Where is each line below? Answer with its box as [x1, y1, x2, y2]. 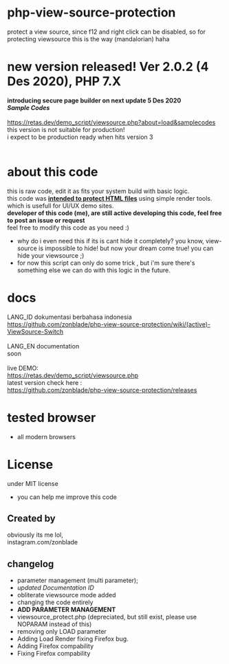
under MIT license [7, 479, 58, 487]
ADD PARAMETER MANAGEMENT [17, 606, 116, 614]
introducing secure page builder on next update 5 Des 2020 [7, 96, 182, 104]
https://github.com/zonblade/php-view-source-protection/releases [7, 386, 197, 394]
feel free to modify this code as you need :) [7, 223, 129, 232]
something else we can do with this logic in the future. [17, 266, 171, 274]
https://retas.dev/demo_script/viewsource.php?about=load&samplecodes [7, 118, 216, 126]
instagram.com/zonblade [7, 538, 78, 546]
